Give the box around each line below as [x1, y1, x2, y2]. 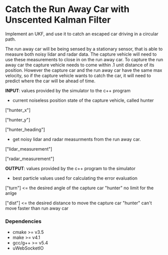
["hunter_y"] [5, 116, 31, 122]
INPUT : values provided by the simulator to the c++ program [5, 87, 131, 93]
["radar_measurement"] [5, 156, 54, 162]
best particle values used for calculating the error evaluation [12, 175, 138, 181]
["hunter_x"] [5, 107, 31, 113]
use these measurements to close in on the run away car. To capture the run [5, 56, 163, 62]
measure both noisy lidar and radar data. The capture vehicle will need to [5, 51, 157, 57]
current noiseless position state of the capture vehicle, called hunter [12, 97, 154, 103]
